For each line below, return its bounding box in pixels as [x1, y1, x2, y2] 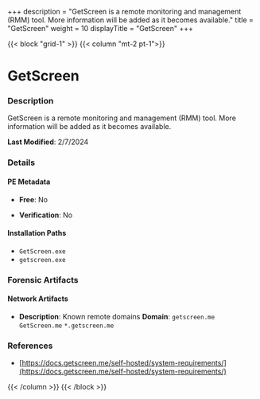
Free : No [18, 194, 49, 204]
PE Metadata [7, 177, 51, 186]
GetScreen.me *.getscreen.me [18, 322, 114, 330]
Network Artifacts [7, 294, 68, 303]
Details [7, 157, 36, 168]
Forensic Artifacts [7, 274, 79, 285]
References [7, 340, 53, 351]
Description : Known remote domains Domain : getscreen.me [18, 311, 215, 321]
